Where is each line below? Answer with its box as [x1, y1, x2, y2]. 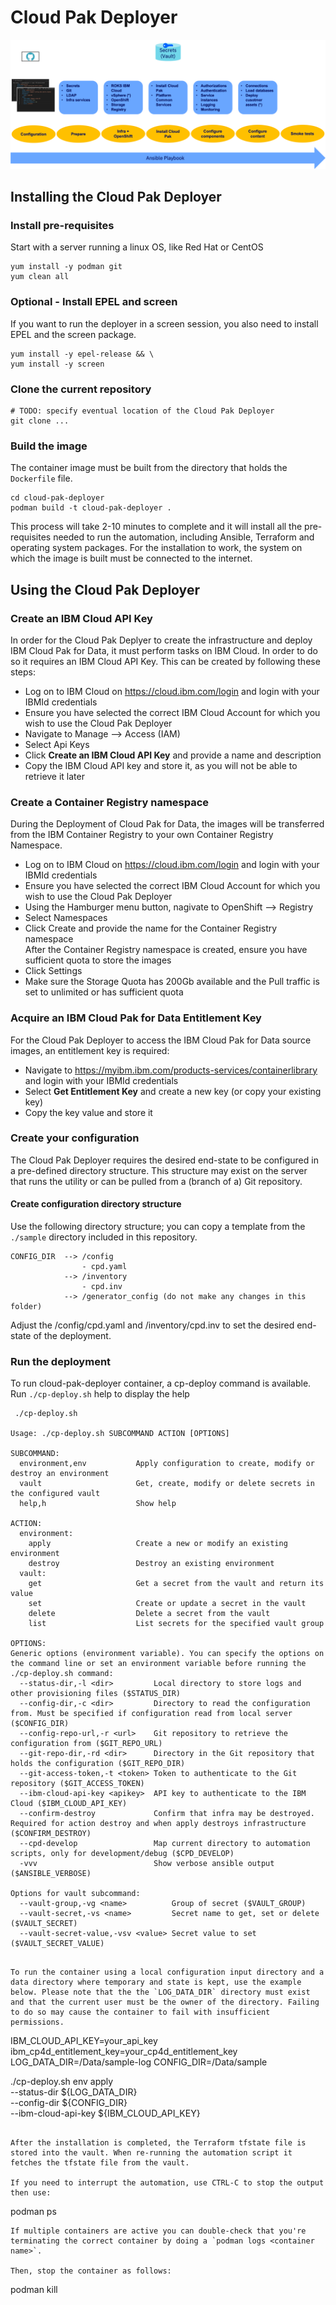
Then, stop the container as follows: [10, 2266, 172, 2276]
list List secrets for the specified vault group [28, 1619, 325, 1629]
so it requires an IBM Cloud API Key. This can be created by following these [10, 655, 321, 667]
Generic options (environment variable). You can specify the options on [10, 1649, 325, 1659]
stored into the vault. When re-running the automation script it [10, 2148, 293, 2158]
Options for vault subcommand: [10, 1889, 141, 1899]
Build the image [10, 439, 88, 453]
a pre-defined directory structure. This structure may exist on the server [10, 1164, 308, 1176]
